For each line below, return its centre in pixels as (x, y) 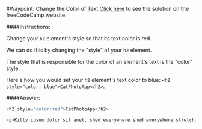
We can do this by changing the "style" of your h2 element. (79, 50)
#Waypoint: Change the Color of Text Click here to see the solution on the (98, 9)
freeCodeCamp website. (37, 15)
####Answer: (23, 98)
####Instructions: (29, 27)
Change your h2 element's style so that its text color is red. (79, 38)
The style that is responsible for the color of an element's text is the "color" (99, 62)
